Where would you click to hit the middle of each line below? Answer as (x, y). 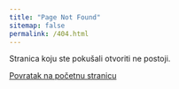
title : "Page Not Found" (55, 17)
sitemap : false (37, 26)
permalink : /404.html (49, 33)
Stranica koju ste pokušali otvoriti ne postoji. (90, 59)
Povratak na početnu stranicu (63, 76)
